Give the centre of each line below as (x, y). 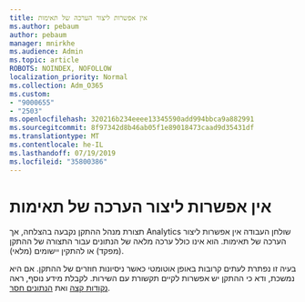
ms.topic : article (44, 60)
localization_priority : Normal (69, 77)
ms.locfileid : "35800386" (58, 161)
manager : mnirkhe (42, 43)
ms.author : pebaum (44, 26)
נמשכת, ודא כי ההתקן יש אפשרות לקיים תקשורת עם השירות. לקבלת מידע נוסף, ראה (152, 278)
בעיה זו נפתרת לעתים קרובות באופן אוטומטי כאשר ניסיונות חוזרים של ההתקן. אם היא (153, 268)
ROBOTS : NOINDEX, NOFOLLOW (61, 69)
